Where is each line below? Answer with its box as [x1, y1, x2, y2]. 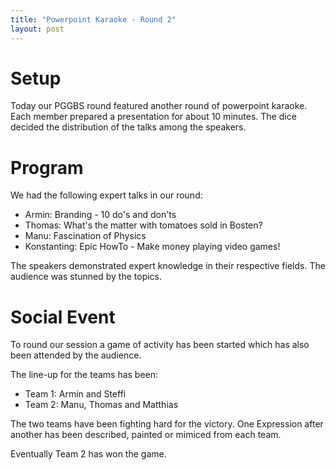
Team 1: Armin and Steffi [24, 388, 127, 400]
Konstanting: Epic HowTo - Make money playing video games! [24, 241, 281, 253]
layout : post [10, 24, 65, 34]
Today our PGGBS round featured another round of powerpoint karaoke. [10, 100, 308, 112]
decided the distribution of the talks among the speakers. [10, 121, 247, 133]
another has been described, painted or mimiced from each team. [10, 429, 282, 441]
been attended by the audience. [10, 349, 142, 361]
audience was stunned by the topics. [10, 271, 163, 283]
